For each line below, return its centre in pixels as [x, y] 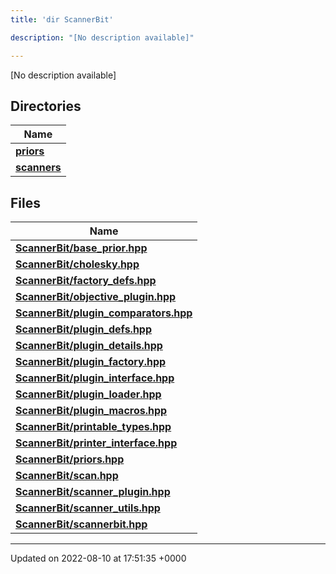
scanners [38, 168]
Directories [46, 106]
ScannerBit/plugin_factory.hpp [91, 362]
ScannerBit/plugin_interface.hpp [95, 378]
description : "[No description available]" [102, 37]
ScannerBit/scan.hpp [67, 476]
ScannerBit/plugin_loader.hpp [88, 394]
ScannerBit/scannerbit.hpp [81, 524]
